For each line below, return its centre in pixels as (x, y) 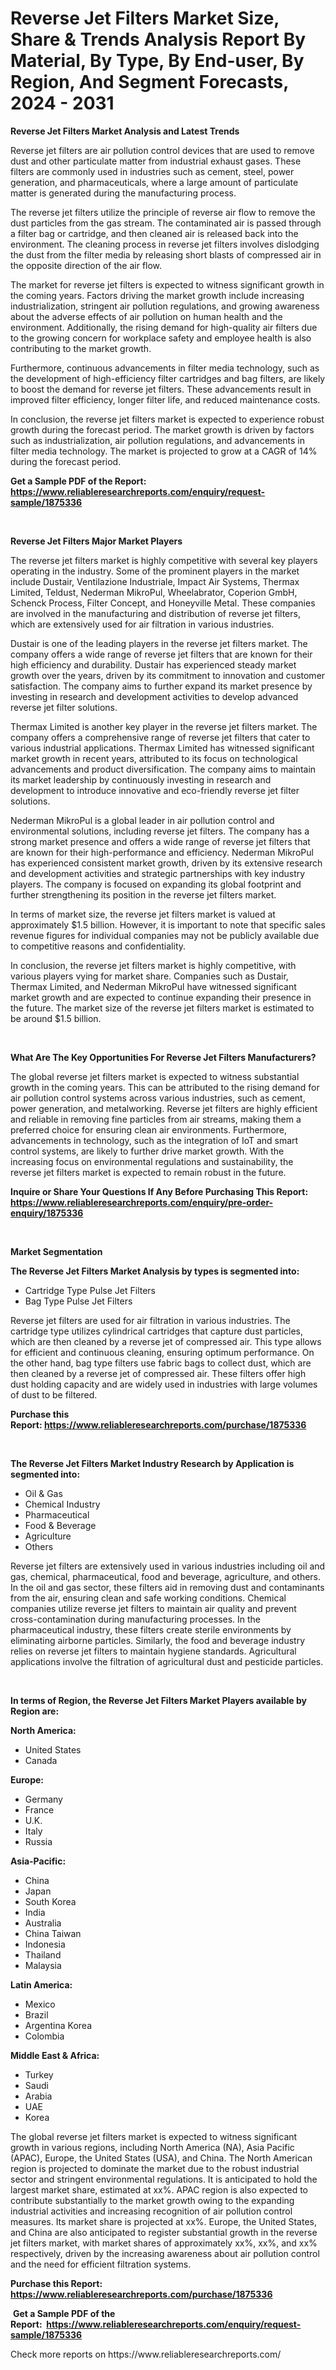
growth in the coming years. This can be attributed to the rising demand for (165, 1087)
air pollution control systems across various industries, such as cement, (158, 1098)
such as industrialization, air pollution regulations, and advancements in (157, 440)
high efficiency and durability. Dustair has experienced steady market (153, 664)
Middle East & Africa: (55, 2055)
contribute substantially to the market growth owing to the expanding (152, 2200)
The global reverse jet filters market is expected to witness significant (154, 2136)
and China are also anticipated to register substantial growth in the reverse (164, 2232)
